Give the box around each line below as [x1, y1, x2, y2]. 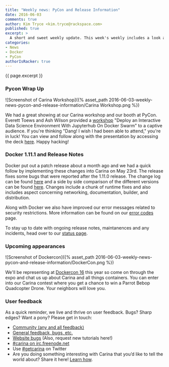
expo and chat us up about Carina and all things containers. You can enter [5, 275, 159, 281]
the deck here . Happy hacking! [5, 138, 69, 144]
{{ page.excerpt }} [5, 72, 43, 79]
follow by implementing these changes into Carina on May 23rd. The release [5, 168, 163, 174]
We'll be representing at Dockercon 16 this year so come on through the [5, 269, 154, 275]
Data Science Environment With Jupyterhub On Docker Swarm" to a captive [5, 122, 162, 128]
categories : [5, 40, 30, 45]
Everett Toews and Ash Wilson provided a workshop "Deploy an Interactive [5, 117, 161, 123]
